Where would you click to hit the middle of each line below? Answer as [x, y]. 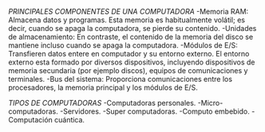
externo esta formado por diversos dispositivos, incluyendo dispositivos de [132, 62]
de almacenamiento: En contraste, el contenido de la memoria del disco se [131, 37]
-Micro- [210, 103]
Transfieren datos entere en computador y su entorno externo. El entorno [129, 54]
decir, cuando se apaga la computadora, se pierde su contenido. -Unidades [132, 28]
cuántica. [70, 120]
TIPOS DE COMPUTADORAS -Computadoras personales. [102, 103]
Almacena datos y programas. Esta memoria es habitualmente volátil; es [127, 20]
